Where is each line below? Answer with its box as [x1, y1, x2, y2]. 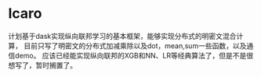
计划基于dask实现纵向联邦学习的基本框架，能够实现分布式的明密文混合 [8, 31, 237, 40]
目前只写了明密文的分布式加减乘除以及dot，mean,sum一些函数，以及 [23, 40, 247, 51]
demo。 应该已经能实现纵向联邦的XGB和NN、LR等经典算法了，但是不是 [14, 51, 247, 60]
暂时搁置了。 [34, 60, 77, 70]
